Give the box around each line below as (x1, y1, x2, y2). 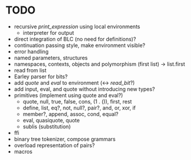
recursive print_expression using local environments (14, 23, 140, 30)
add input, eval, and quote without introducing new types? (14, 85, 155, 92)
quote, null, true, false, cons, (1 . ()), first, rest (22, 98, 132, 105)
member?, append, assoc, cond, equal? (22, 110, 119, 118)
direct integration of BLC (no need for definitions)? (14, 35, 136, 42)
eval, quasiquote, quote (22, 116, 80, 124)
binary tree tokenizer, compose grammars (14, 135, 116, 142)
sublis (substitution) (22, 123, 71, 130)
